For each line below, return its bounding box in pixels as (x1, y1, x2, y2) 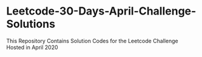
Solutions (6, 17, 56, 31)
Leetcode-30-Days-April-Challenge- (6, 4, 197, 18)
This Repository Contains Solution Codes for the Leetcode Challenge (6, 37, 178, 44)
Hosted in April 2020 (6, 44, 59, 51)
